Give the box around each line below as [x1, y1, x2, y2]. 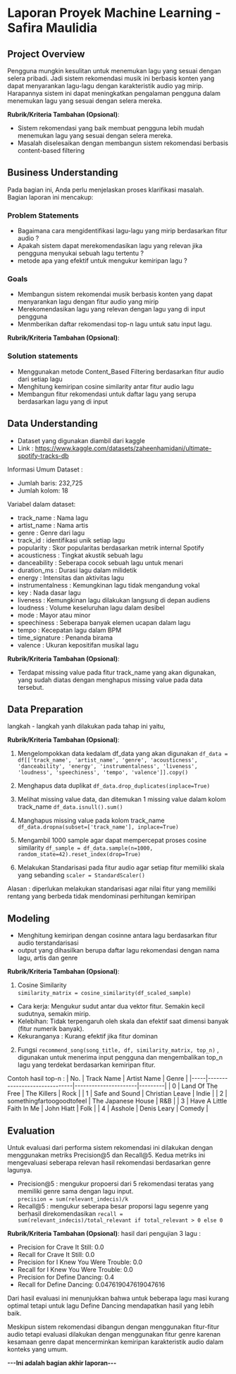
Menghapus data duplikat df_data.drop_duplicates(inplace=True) [17, 781, 210, 790]
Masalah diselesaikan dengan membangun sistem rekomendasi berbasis [17, 139, 229, 147]
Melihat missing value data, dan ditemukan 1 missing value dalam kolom [17, 795, 226, 804]
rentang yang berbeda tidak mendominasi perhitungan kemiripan [7, 892, 196, 900]
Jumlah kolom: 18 [17, 486, 68, 495]
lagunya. [7, 1165, 32, 1174]
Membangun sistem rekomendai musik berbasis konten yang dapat [17, 290, 213, 299]
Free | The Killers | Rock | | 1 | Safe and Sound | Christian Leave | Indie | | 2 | [7, 1089, 228, 1098]
